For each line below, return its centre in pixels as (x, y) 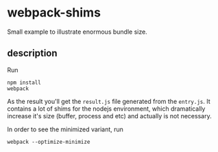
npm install (24, 83)
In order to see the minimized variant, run (65, 129)
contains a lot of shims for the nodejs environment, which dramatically (106, 109)
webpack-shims (54, 13)
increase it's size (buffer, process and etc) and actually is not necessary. (109, 116)
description (32, 53)
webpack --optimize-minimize (49, 142)
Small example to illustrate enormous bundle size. (77, 32)
